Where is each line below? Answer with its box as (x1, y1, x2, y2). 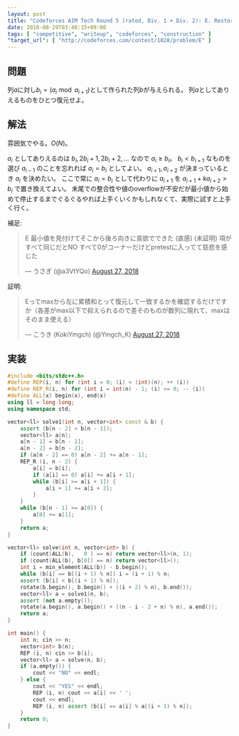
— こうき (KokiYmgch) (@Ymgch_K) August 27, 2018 (24, 329, 180, 339)
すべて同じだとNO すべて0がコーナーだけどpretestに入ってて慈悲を (24, 242, 222, 251)
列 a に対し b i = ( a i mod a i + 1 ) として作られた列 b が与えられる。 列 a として (7, 85, 218, 96)
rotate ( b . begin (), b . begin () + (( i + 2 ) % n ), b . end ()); (20, 583, 193, 591)
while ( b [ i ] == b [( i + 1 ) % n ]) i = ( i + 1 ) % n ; (20, 571, 171, 578)
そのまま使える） (24, 315, 75, 323)
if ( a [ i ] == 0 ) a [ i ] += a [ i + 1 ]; (33, 471, 135, 479)
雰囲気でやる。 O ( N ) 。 (7, 138, 72, 147)
